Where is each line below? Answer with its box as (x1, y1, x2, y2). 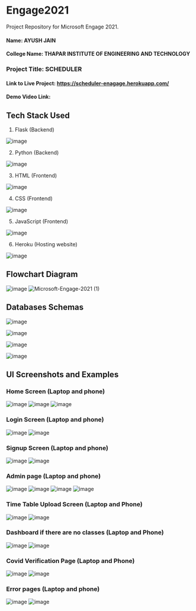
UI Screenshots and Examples (6, 369, 119, 380)
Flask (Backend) (14, 126, 54, 133)
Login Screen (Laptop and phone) (6, 416, 104, 424)
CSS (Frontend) (14, 195, 53, 202)
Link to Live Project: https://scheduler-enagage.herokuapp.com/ (6, 79, 169, 86)
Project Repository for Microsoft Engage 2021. (6, 23, 119, 30)
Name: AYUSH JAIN (6, 37, 56, 44)
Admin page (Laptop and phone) (6, 472, 101, 480)
